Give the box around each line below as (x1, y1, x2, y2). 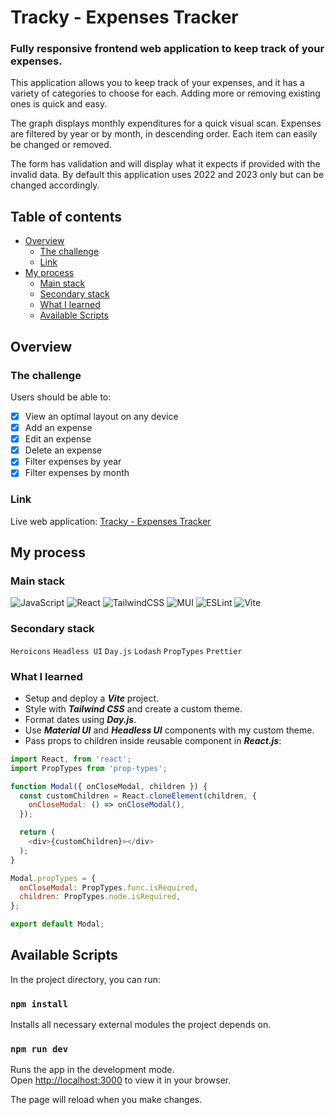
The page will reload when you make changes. (10, 1094, 203, 1106)
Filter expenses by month (24, 467, 130, 479)
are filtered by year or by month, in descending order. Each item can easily (10, 128, 318, 140)
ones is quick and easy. (10, 98, 108, 110)
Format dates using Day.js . (24, 713, 137, 725)
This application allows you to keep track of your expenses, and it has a (10, 77, 305, 89)
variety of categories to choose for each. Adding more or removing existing (10, 87, 321, 100)
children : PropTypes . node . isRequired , (19, 892, 182, 902)
